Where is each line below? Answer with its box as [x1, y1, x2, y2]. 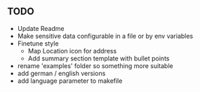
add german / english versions [17, 69, 106, 77]
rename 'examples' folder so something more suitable [17, 61, 173, 70]
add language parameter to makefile [17, 77, 123, 85]
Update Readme [17, 24, 65, 32]
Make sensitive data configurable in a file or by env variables [17, 32, 194, 40]
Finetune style [17, 39, 59, 48]
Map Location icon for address [27, 46, 117, 55]
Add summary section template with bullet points [27, 54, 170, 63]
